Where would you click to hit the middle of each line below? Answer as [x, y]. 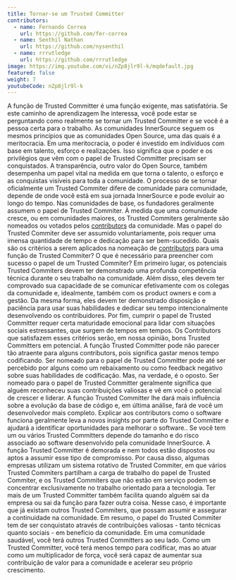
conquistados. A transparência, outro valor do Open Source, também [107, 166]
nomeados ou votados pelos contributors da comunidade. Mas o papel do [114, 226]
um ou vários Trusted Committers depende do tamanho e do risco [103, 436]
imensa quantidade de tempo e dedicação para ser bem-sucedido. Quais [113, 241]
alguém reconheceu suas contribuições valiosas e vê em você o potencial [114, 390]
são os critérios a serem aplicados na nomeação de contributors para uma [116, 248]
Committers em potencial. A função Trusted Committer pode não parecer [113, 345]
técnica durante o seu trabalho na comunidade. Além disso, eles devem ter [116, 278]
